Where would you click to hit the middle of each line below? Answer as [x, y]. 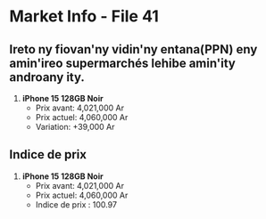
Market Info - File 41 [84, 16]
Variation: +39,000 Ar [75, 127]
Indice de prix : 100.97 [76, 204]
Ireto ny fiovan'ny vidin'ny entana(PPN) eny [133, 49]
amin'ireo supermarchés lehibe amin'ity [123, 63]
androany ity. [47, 77]
